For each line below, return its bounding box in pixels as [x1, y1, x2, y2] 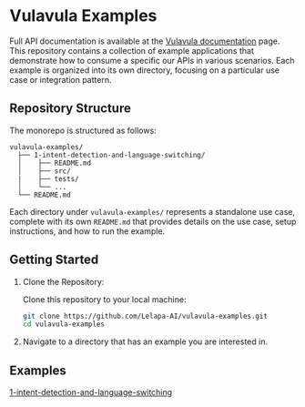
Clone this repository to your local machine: [22, 293, 187, 305]
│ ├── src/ [17, 166, 71, 176]
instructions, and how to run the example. [9, 225, 166, 237]
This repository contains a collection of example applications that [9, 45, 255, 56]
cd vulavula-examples [22, 320, 105, 329]
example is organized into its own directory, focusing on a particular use [9, 65, 280, 76]
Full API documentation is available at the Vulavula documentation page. [9, 36, 280, 46]
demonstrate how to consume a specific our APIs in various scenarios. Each [9, 55, 295, 66]
